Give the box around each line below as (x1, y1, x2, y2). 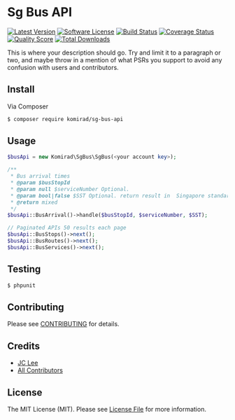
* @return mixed (10, 199, 58, 206)
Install (7, 83, 35, 95)
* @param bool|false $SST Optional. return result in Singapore (10, 192, 205, 199)
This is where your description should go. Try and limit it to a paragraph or (7, 48, 222, 57)
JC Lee (17, 358, 38, 367)
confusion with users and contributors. (7, 63, 119, 71)
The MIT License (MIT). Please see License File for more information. (7, 405, 206, 413)
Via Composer (7, 102, 49, 111)
